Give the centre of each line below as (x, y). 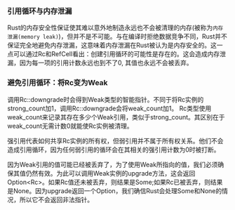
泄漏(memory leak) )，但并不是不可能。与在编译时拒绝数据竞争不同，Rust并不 (117, 37)
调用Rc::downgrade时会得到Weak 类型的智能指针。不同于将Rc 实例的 (106, 99)
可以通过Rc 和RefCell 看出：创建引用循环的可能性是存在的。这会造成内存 (116, 54)
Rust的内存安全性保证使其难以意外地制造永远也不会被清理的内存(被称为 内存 (115, 28)
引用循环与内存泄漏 (40, 11)
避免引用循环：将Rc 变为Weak (58, 83)
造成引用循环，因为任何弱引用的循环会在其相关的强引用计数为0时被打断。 (114, 150)
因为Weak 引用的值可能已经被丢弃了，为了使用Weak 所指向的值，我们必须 (113, 164)
